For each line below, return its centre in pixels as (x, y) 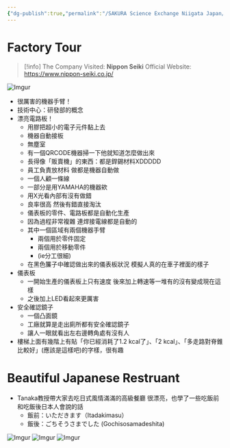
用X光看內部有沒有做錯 (60, 196)
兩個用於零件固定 (62, 238)
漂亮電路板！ (35, 118)
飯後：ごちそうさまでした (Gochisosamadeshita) (96, 423)
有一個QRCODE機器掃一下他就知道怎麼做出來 (91, 152)
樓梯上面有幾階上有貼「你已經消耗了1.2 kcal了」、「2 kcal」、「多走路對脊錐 (120, 341)
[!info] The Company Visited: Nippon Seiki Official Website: (107, 67)
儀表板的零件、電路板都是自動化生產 (78, 213)
